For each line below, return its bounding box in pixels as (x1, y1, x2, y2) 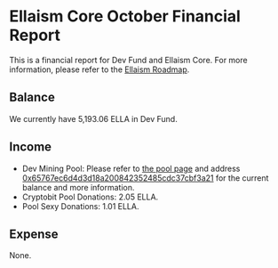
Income (9, 140, 52, 155)
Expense (9, 226, 60, 241)
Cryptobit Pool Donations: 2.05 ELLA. (21, 191, 159, 202)
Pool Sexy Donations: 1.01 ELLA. (21, 200, 139, 211)
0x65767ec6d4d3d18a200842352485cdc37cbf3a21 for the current (21, 172, 269, 183)
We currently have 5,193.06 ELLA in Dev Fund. (9, 113, 178, 124)
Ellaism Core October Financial (9, 6, 242, 27)
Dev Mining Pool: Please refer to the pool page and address (21, 163, 241, 174)
